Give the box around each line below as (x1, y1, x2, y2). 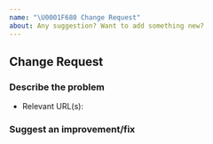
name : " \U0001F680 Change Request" (9, 12, 141, 22)
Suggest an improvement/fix (9, 124, 136, 136)
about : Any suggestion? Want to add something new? (9, 21, 204, 30)
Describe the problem (9, 81, 105, 93)
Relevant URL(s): (21, 101, 84, 112)
